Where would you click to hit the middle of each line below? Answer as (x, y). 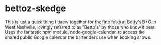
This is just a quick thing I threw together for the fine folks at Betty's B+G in (80, 22)
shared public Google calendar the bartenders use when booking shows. (78, 37)
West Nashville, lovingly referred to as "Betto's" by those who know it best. (80, 27)
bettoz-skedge (36, 8)
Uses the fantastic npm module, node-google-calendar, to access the (75, 32)
